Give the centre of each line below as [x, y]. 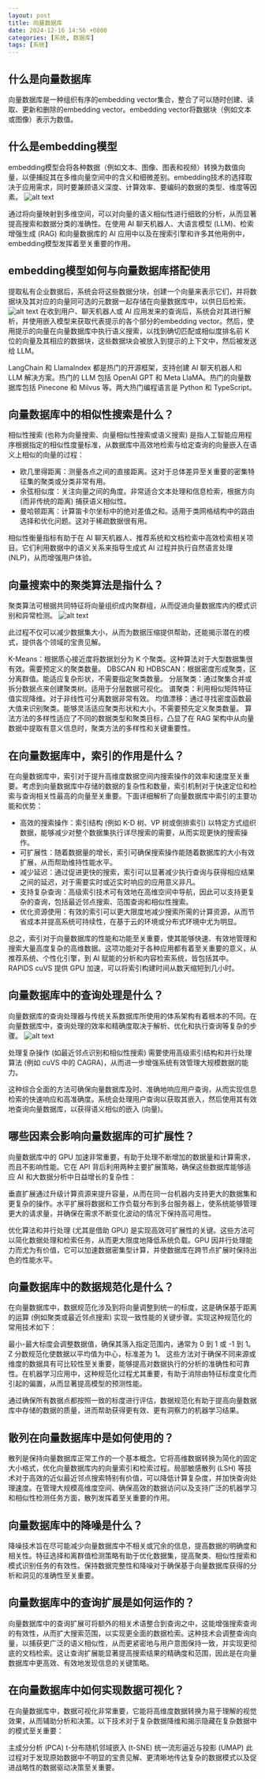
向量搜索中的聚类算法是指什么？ [86, 585]
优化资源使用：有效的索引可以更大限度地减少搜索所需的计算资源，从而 [134, 912]
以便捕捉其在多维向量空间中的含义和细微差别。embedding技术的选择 [134, 177]
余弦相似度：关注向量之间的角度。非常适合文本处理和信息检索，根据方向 [137, 491]
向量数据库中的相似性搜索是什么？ [91, 414]
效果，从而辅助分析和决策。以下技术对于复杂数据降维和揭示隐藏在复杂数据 [129, 1720]
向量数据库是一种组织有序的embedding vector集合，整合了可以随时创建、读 [131, 99]
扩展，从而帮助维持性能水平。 [68, 862]
